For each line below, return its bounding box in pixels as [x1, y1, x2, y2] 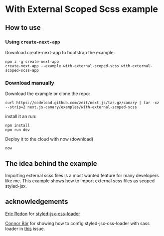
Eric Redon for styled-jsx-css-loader [5, 211, 80, 217]
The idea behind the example [5, 159, 97, 168]
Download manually [5, 79, 55, 86]
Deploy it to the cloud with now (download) [5, 136, 94, 142]
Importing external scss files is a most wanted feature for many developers [5, 172, 159, 178]
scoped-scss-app [5, 68, 39, 73]
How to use [5, 23, 41, 32]
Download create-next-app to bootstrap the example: [5, 49, 115, 55]
